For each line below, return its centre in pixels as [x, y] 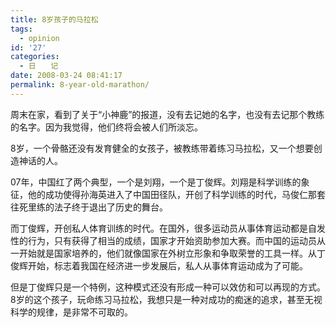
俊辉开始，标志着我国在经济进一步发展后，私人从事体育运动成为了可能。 [159, 265]
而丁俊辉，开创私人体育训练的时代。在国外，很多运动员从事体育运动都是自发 [168, 228]
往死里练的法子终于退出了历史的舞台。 [89, 207]
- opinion [39, 38]
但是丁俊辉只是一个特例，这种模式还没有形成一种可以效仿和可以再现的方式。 [168, 287]
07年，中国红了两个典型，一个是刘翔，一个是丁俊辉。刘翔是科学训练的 [156, 182]
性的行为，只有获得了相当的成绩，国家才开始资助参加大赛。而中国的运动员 [163, 240]
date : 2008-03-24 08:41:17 [66, 76]
